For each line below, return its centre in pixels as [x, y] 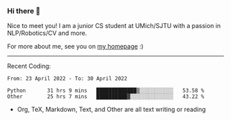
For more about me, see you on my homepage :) [75, 47]
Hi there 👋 [24, 11]
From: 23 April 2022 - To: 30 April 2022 [67, 79]
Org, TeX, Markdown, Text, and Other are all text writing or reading [111, 110]
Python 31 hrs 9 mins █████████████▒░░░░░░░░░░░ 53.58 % [106, 91]
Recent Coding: [29, 66]
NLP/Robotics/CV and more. [47, 33]
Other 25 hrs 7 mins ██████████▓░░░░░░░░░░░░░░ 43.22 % [106, 97]
